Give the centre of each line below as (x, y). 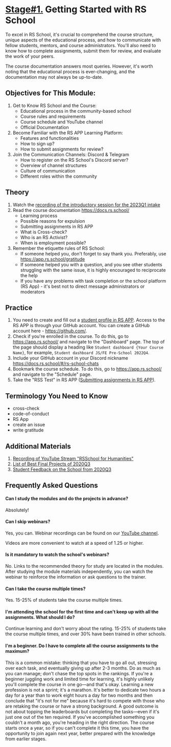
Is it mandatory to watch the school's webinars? (57, 554)
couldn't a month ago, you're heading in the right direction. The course (80, 722)
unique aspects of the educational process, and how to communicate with (83, 40)
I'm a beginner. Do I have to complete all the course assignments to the (82, 646)
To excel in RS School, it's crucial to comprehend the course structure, (79, 34)
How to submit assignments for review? (62, 149)
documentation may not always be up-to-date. (54, 77)
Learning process (39, 216)
